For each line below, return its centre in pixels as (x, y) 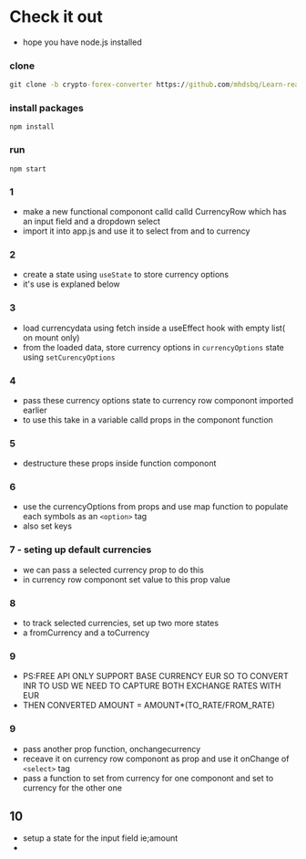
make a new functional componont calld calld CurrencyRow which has (154, 211)
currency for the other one (72, 788)
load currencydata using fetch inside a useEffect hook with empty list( (154, 328)
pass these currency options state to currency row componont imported (158, 400)
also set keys (47, 526)
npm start (28, 169)
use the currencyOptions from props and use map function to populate (155, 507)
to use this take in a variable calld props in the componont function (148, 419)
